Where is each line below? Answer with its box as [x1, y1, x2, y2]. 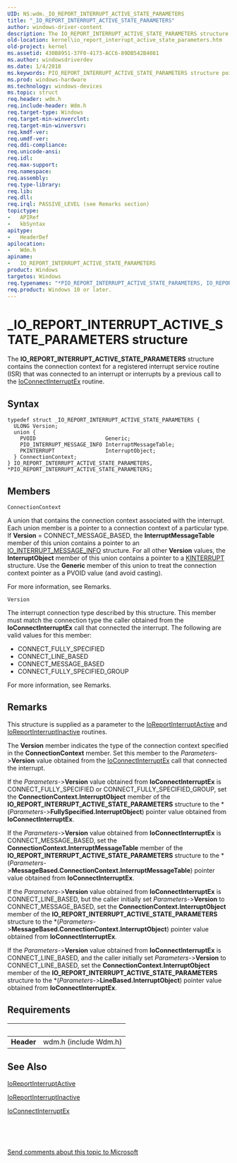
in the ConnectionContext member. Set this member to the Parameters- [7, 749, 218, 757]
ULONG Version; [13, 423, 59, 430]
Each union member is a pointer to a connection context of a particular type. [7, 523, 229, 532]
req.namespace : [7, 167, 52, 175]
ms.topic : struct [7, 89, 59, 96]
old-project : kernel [7, 43, 68, 50]
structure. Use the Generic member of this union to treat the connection [7, 561, 217, 569]
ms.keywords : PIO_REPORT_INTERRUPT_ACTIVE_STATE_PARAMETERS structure [7, 69, 219, 76]
